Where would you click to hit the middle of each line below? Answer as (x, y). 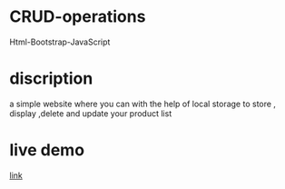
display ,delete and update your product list (91, 113)
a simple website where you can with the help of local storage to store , (143, 104)
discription (51, 79)
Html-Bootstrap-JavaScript (60, 42)
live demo (47, 150)
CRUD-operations (78, 17)
